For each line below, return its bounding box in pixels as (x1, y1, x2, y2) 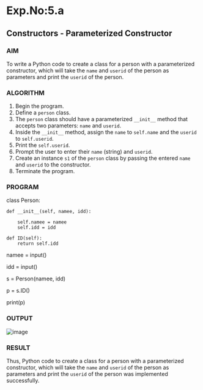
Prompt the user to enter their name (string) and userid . (15, 148, 153, 156)
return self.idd (17, 241, 59, 247)
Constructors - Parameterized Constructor (6, 28, 172, 39)
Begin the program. (15, 102, 64, 110)
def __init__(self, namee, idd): (6, 209, 92, 215)
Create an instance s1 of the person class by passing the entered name (15, 154, 191, 162)
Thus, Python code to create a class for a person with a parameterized (6, 358, 185, 365)
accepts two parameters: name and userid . (15, 122, 122, 129)
